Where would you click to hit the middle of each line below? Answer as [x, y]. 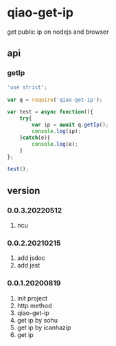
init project [32, 298]
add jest [28, 266]
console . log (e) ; [55, 144]
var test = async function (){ [50, 112]
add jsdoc [31, 258]
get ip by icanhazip [44, 327]
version [24, 191]
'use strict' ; [27, 87]
